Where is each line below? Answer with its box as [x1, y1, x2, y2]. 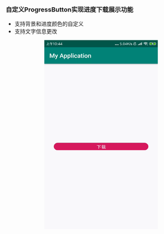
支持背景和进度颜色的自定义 [14, 20, 84, 28]
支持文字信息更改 [14, 28, 57, 35]
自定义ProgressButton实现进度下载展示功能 [5, 5, 134, 13]
